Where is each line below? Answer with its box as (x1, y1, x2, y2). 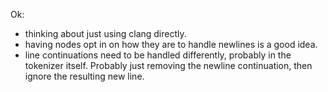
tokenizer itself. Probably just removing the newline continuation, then (24, 60, 313, 71)
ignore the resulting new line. (24, 70, 145, 82)
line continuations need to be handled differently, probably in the (24, 49, 292, 61)
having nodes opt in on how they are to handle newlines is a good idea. (24, 39, 318, 50)
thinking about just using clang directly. (24, 28, 187, 39)
